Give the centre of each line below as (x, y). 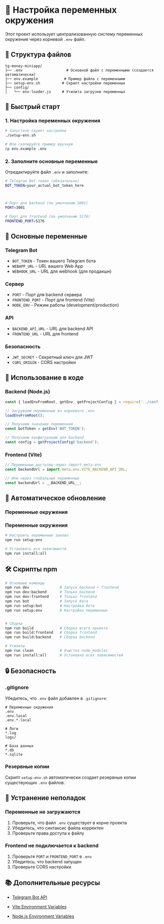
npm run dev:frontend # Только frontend (51, 597)
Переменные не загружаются (43, 812)
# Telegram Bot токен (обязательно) (42, 181)
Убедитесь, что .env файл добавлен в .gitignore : (56, 698)
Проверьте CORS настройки (42, 867)
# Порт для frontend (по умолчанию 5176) (48, 216)
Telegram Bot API (30, 897)
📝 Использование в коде (44, 378)
